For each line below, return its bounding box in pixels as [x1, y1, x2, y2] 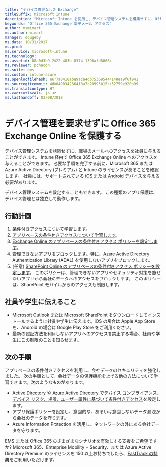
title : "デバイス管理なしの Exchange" [5, 7, 78, 12]
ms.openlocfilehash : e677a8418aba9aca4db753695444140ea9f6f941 [5, 77, 139, 82]
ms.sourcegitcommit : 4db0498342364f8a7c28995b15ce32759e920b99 [5, 81, 139, 86]
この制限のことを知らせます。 [21, 337, 82, 343]
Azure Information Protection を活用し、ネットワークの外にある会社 [12, 421, 151, 427]
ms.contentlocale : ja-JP [5, 91, 56, 95]
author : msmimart [5, 26, 41, 31]
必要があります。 [5, 179, 40, 185]
